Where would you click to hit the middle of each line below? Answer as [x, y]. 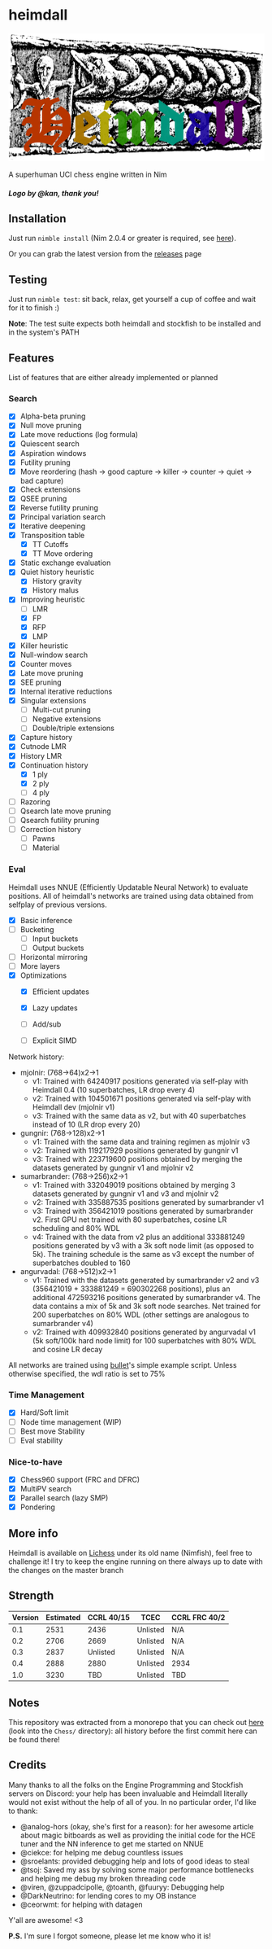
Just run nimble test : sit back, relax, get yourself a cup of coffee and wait [132, 300]
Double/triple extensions [73, 728]
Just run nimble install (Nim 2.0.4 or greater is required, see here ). [123, 239]
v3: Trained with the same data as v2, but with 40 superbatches [139, 1116]
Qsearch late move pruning [65, 811]
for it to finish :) [34, 308]
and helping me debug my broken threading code [103, 1878]
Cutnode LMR [43, 747]
